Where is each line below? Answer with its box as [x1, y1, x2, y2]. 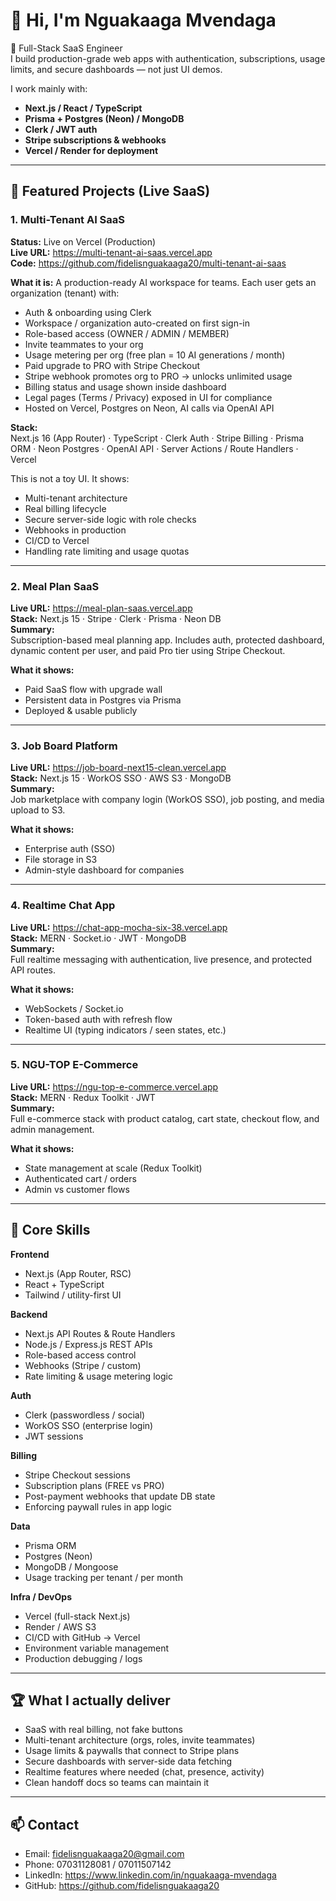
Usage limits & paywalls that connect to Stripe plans [24, 1745, 240, 1757]
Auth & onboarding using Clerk [24, 306, 152, 318]
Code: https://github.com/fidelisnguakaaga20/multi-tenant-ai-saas [10, 257, 287, 269]
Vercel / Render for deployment [24, 144, 159, 156]
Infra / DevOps [10, 1590, 72, 1603]
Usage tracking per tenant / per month [24, 1571, 183, 1583]
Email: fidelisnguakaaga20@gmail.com [24, 1848, 185, 1860]
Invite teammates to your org [24, 338, 144, 350]
